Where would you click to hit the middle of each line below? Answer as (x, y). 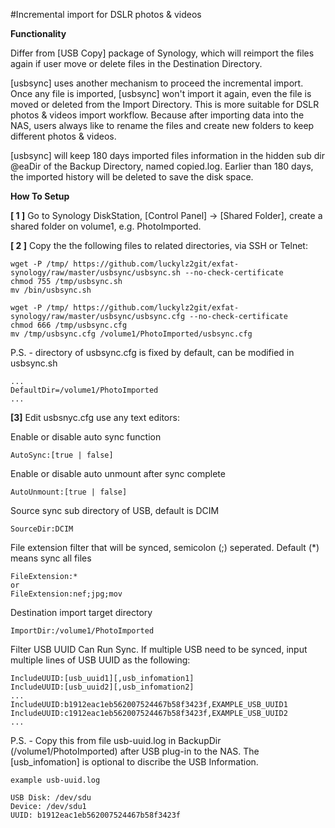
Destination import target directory (81, 612)
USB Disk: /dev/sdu (51, 798)
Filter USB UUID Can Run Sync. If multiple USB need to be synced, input (159, 649)
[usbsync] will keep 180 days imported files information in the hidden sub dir (167, 155)
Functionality (38, 33)
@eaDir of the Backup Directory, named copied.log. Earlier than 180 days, (162, 166)
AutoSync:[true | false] (62, 455)
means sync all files (51, 558)
